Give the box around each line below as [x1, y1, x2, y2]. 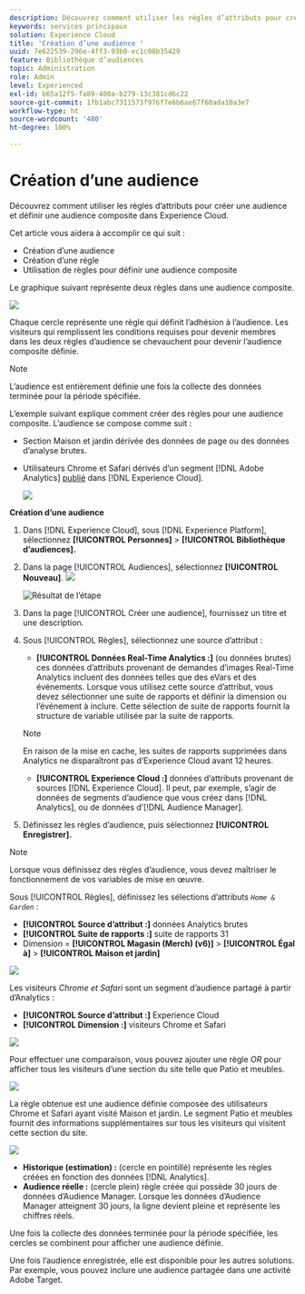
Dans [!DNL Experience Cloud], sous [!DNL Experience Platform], [22, 524, 267, 535]
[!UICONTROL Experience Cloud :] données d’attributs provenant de [35, 772, 294, 783]
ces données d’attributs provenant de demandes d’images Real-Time [35, 662, 294, 672]
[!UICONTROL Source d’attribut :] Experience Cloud [22, 1010, 220, 1020]
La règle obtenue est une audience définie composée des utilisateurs [9, 1098, 268, 1109]
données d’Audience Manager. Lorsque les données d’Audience [22, 1190, 261, 1201]
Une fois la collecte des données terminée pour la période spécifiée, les [9, 1228, 279, 1239]
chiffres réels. [22, 1209, 74, 1220]
